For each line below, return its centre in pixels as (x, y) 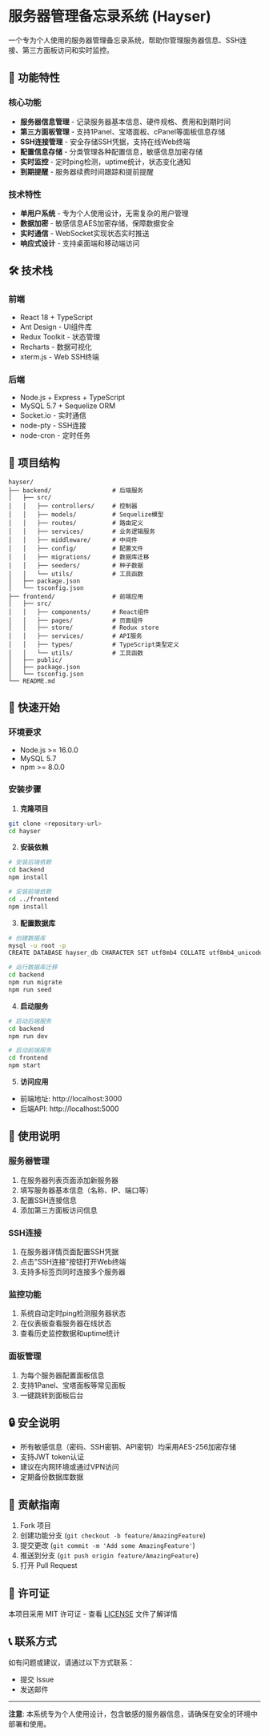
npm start (25, 1065)
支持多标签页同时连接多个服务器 (72, 1272)
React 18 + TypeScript (56, 317)
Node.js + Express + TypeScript (72, 397)
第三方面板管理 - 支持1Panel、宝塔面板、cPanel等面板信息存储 (122, 131)
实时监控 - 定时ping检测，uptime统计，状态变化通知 (105, 162)
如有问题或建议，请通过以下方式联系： (71, 1662)
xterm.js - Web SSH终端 (60, 356)
